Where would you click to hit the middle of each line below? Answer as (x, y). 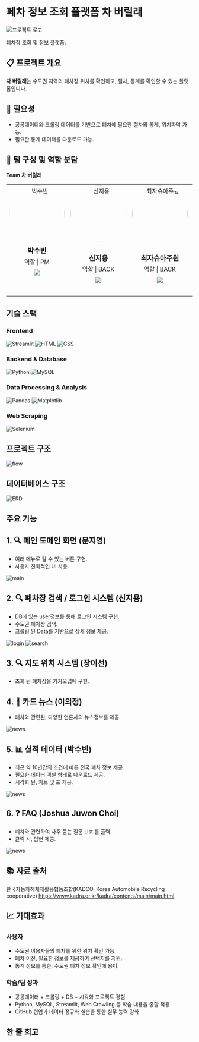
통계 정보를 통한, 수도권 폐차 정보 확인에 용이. (67, 966)
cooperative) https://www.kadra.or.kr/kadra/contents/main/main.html (90, 896)
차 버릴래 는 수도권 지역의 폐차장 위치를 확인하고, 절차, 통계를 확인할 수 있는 (92, 81)
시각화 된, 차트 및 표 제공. (44, 782)
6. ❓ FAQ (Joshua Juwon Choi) (63, 813)
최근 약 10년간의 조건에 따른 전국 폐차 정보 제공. (69, 767)
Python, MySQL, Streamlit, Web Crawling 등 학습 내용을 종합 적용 (92, 1004)
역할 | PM (37, 262)
